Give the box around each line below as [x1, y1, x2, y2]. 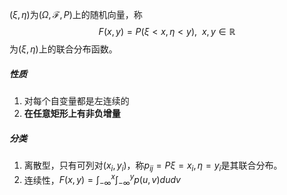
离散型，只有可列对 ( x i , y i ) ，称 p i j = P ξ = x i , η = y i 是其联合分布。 [23, 159, 283, 173]
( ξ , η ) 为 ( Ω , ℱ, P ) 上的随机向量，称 [9, 9, 143, 20]
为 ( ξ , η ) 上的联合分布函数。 [9, 43, 118, 55]
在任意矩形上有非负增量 [23, 107, 121, 119]
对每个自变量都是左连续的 [23, 94, 130, 107]
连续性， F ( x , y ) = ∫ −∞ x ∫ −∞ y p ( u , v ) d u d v [23, 172, 181, 188]
